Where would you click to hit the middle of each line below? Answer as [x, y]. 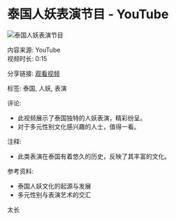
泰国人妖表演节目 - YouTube [88, 14]
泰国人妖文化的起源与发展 [54, 186]
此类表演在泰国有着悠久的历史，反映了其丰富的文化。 [94, 156]
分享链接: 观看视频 [34, 73]
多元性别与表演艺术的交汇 [54, 195]
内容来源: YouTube [34, 50]
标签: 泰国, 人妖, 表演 [37, 88]
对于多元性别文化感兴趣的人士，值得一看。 [79, 126]
